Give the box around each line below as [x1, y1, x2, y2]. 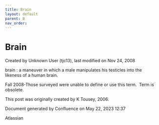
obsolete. [5, 87, 24, 93]
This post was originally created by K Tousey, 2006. [5, 96, 109, 102]
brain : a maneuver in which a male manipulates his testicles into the [5, 67, 142, 73]
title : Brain [5, 7, 32, 12]
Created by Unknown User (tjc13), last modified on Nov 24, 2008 [5, 58, 136, 64]
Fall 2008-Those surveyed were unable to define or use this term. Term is [5, 82, 155, 88]
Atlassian [5, 115, 23, 121]
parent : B [5, 16, 25, 21]
